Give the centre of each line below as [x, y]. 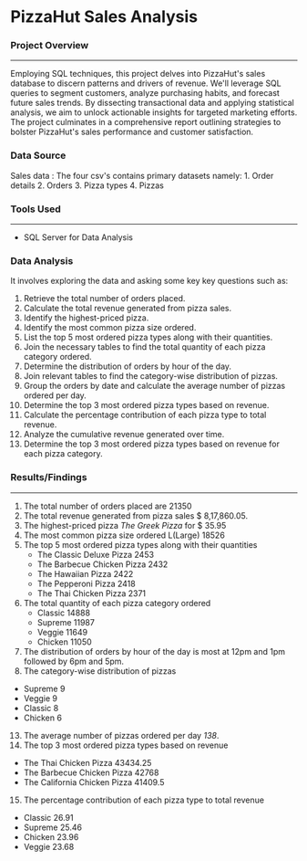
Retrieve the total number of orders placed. [104, 299]
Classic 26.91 [48, 817]
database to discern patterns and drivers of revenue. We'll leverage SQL [146, 83]
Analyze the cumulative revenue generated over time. [124, 435]
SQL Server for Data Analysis [78, 237]
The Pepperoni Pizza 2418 [86, 583]
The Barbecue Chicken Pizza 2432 [102, 564]
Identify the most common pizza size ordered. [110, 328]
